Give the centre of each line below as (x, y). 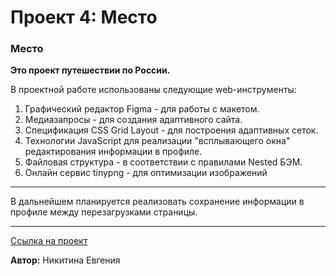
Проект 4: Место (84, 17)
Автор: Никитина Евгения (65, 260)
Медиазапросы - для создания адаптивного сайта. (133, 120)
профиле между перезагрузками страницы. (104, 212)
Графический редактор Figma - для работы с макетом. (142, 109)
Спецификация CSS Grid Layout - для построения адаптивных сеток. (171, 130)
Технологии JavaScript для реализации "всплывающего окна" (157, 141)
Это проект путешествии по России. (90, 70)
